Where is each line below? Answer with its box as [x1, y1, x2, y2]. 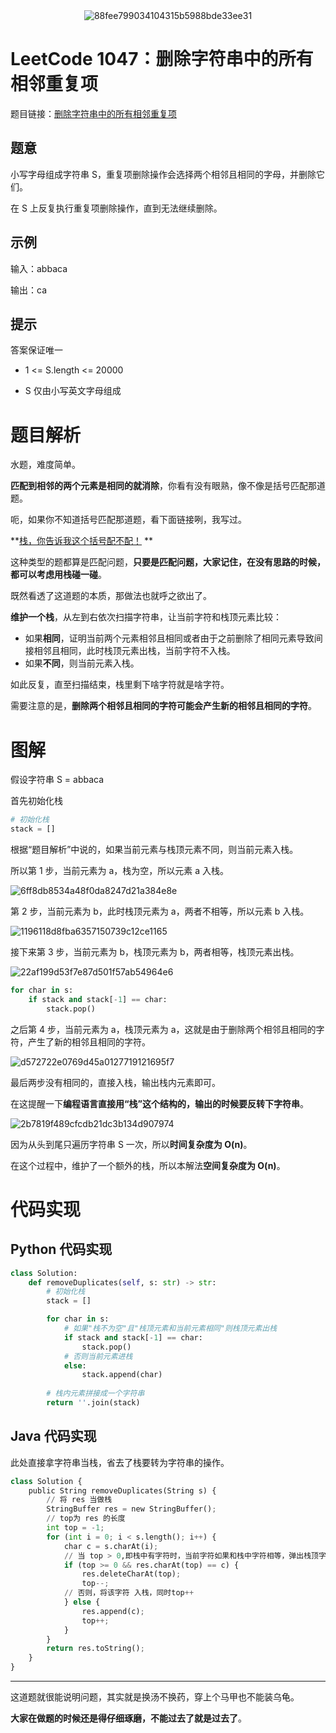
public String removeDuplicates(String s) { [28, 1485, 217, 1496]
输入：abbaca [10, 262, 68, 274]
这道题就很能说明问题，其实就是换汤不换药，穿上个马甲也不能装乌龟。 [10, 1691, 300, 1703]
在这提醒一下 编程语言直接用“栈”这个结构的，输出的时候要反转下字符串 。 [10, 1097, 310, 1109]
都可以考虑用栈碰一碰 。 [10, 569, 107, 581]
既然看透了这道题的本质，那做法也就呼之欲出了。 [10, 590, 212, 602]
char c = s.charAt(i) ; [63, 1541, 159, 1551]
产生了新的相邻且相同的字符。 [27, 1035, 151, 1048]
